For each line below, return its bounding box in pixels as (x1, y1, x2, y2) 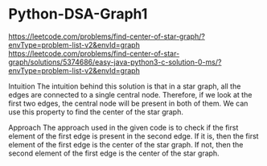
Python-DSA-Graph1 (8, 5, 148, 23)
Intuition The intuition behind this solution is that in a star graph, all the (8, 81, 241, 91)
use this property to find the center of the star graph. (8, 106, 183, 117)
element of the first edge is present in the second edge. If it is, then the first (8, 131, 259, 141)
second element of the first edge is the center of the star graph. (8, 148, 220, 158)
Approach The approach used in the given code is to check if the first (8, 122, 239, 132)
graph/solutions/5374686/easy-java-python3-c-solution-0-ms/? (8, 57, 222, 67)
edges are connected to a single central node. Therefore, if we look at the (8, 89, 253, 99)
